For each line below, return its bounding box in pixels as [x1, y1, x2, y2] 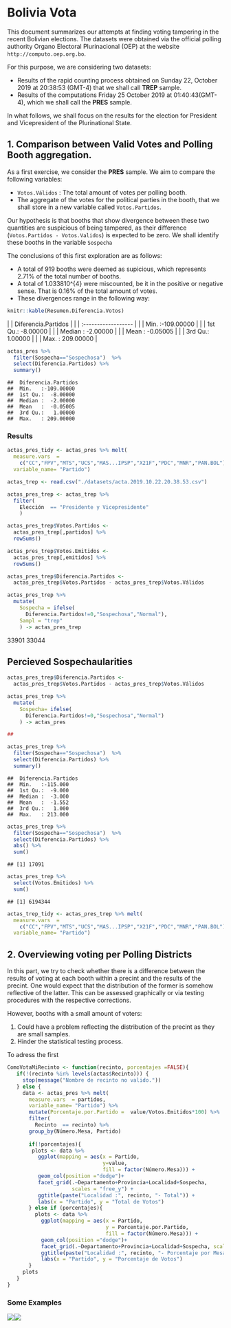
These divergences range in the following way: [16, 294, 150, 302]
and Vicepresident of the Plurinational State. [7, 118, 132, 127]
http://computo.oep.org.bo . [7, 50, 87, 58]
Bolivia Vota [7, 5, 77, 21]
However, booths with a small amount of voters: [7, 1010, 142, 1018]
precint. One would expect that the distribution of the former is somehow [7, 981, 214, 990]
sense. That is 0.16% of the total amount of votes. [16, 287, 158, 295]
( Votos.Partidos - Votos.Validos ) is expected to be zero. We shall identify [7, 230, 219, 239]
